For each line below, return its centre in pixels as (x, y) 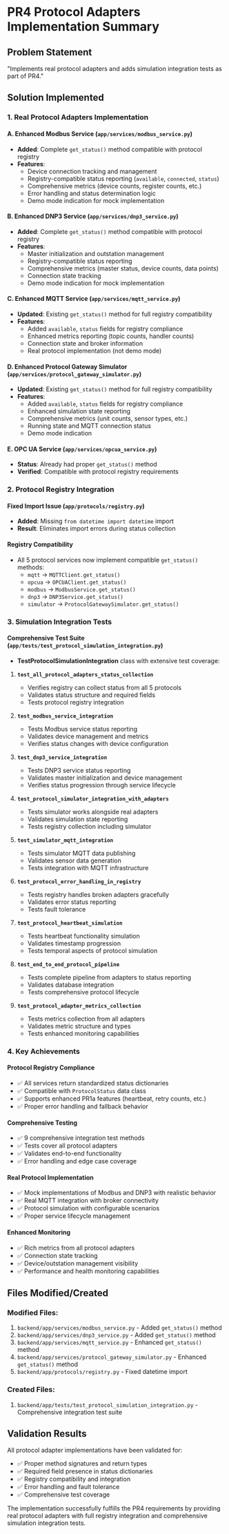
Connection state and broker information (85, 343)
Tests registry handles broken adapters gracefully (98, 894)
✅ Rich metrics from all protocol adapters (76, 1248)
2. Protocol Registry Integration (61, 489)
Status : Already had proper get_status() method (87, 464)
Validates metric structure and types (79, 1026)
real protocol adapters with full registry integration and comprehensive (108, 1516)
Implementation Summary (83, 27)
